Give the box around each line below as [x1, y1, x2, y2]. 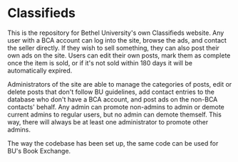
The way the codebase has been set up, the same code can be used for [7, 139, 219, 147]
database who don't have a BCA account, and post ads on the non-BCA [7, 94, 218, 104]
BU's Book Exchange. [7, 146, 71, 155]
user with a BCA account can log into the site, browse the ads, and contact [7, 36, 227, 44]
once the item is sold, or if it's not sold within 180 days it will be [7, 58, 192, 67]
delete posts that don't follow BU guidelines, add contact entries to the [7, 87, 215, 96]
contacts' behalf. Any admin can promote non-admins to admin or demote [7, 102, 224, 111]
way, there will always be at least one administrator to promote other [7, 117, 209, 126]
